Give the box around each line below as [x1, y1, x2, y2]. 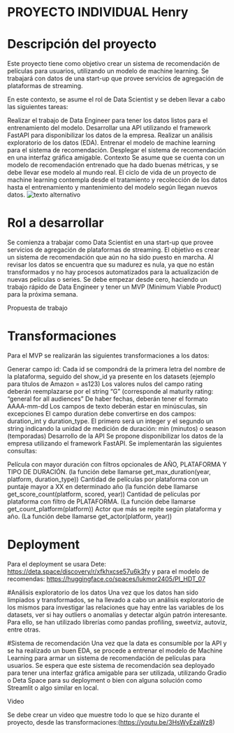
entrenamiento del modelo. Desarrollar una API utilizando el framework [7, 124, 211, 132]
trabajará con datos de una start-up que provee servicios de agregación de [7, 74, 224, 83]
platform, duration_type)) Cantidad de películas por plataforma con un [7, 475, 209, 483]
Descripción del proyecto [7, 36, 157, 52]
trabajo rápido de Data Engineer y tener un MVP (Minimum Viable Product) [7, 283, 222, 291]
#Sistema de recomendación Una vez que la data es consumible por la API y [7, 639, 227, 647]
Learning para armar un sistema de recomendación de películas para [7, 653, 206, 662]
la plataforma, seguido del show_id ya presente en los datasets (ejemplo [7, 372, 215, 380]
